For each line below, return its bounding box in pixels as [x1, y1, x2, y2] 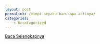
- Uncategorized [13, 20, 47, 25]
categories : [5, 16, 29, 21]
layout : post [5, 7, 31, 12]
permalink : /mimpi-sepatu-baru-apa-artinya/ [5, 11, 96, 16]
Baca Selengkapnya [5, 33, 45, 39]
